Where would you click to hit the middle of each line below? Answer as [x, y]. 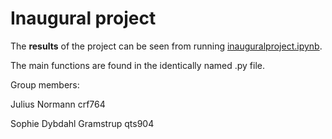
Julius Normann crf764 [58, 104]
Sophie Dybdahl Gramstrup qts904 [82, 123]
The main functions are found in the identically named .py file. [137, 65]
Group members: [45, 84]
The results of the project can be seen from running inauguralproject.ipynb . [166, 46]
